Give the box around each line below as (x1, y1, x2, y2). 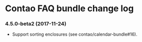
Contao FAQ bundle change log (5, 3, 134, 14)
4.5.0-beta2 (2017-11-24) (5, 21, 67, 27)
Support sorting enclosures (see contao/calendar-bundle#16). (12, 31, 138, 37)
